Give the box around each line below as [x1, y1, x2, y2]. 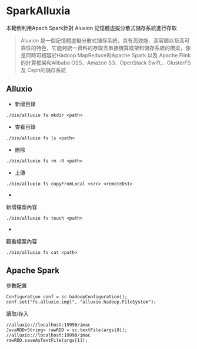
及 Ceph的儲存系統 [20, 66, 66, 73]
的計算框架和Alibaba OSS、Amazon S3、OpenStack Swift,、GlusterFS [20, 59, 191, 66]
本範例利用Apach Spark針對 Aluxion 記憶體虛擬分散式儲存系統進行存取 [6, 24, 178, 31]
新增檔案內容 [6, 203, 37, 210]
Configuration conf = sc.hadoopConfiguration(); [6, 293, 128, 299]
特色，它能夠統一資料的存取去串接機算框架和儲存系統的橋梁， [36, 44, 186, 51]
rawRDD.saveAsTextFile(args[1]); [6, 337, 88, 343]
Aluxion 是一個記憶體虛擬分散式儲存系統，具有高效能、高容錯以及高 [20, 37, 185, 44]
